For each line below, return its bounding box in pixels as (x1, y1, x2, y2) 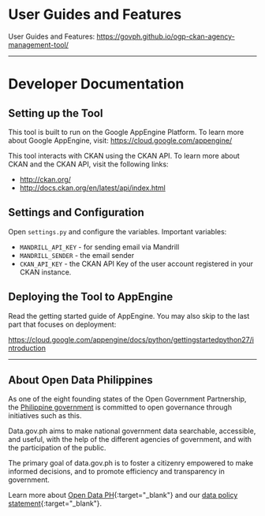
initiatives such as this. (8, 411, 82, 421)
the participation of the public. (8, 443, 106, 453)
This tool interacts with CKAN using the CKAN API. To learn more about (8, 151, 241, 160)
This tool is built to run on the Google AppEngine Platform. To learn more (8, 127, 244, 136)
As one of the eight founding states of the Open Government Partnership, (8, 394, 247, 404)
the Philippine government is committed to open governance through (8, 402, 233, 412)
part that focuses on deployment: (8, 320, 117, 329)
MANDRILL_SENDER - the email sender (19, 250, 135, 260)
